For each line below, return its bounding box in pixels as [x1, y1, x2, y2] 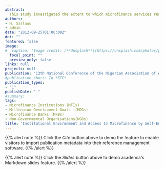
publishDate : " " [5, 89, 41, 94]
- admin [5, 25, 21, 30]
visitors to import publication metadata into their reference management [5, 140, 150, 146]
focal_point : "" [9, 52, 42, 58]
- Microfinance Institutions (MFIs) [5, 103, 80, 108]
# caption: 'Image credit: [5, 48, 62, 53]
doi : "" [5, 35, 21, 40]
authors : [5, 16, 23, 21]
